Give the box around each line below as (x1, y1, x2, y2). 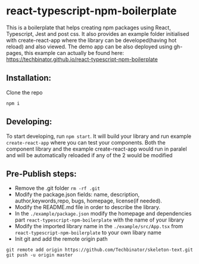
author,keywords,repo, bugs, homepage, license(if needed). (14, 197, 163, 204)
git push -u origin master (6, 252, 73, 258)
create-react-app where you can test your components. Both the (6, 139, 166, 146)
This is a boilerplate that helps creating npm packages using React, (6, 24, 171, 31)
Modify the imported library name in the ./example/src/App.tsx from (14, 223, 183, 230)
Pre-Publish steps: (6, 168, 77, 179)
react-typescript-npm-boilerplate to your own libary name (14, 229, 162, 237)
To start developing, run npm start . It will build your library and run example (6, 133, 192, 140)
